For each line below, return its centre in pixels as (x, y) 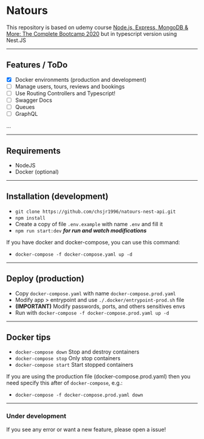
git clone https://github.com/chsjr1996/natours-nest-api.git (95, 212)
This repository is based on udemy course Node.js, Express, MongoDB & (97, 27)
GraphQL (26, 114)
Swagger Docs (34, 100)
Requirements (33, 151)
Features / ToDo (37, 65)
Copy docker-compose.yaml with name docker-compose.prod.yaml (95, 293)
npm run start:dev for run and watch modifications (81, 230)
